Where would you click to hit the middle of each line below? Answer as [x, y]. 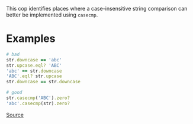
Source [15, 115]
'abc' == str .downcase [34, 71]
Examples [31, 39]
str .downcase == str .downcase [44, 82]
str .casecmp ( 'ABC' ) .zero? [38, 98]
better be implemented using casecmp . [52, 15]
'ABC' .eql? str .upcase [34, 76]
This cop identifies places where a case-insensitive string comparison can [97, 9]
